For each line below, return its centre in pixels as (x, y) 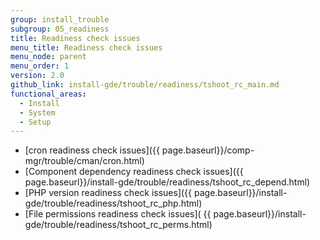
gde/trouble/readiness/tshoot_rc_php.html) (113, 203)
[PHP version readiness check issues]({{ (108, 193)
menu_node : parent (48, 57)
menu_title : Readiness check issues (86, 47)
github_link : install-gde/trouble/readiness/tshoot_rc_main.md (145, 85)
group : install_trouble (60, 19)
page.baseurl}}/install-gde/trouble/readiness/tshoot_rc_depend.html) (167, 182)
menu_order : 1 (40, 66)
